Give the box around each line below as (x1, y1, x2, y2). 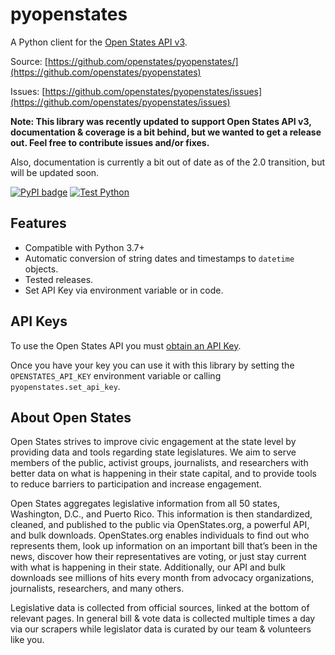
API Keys (10, 313, 68, 330)
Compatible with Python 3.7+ (24, 241, 145, 253)
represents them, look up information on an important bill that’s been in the (10, 540, 318, 552)
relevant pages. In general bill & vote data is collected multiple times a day (10, 613, 316, 625)
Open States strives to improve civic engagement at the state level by (10, 436, 297, 448)
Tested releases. (24, 273, 94, 285)
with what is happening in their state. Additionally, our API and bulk (10, 561, 286, 573)
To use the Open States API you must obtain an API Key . (10, 339, 242, 352)
